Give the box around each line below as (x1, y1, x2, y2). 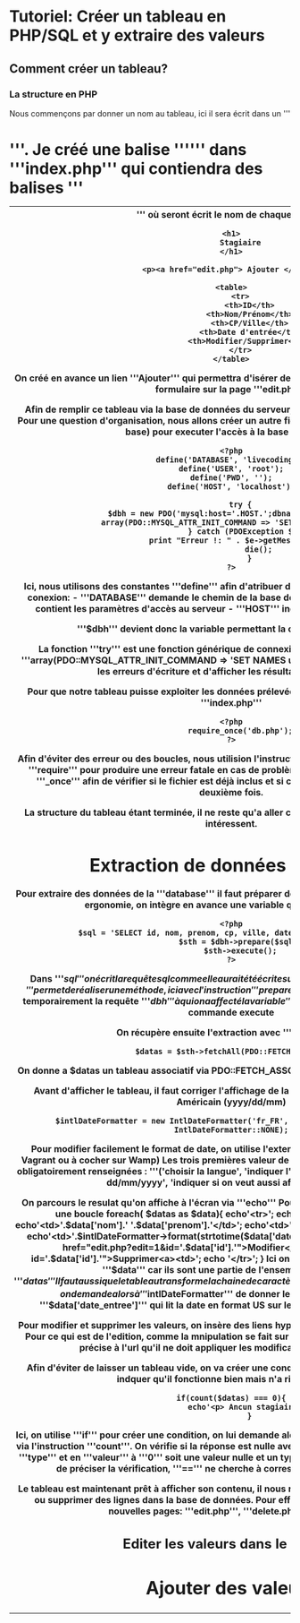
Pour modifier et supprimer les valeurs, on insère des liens (17, 1319, 273, 1332)
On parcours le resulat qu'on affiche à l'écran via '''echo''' (21, 1197, 277, 1209)
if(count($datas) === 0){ (176, 1393, 287, 1404)
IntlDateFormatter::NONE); (173, 1125, 288, 1135)
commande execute (187, 1006, 275, 1018)
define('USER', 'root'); (178, 464, 284, 474)
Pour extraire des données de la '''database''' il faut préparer (15, 888, 283, 900)
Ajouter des (146, 1576, 247, 1600)
